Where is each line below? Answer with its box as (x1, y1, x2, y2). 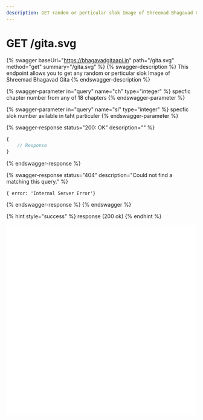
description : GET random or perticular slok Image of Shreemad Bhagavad (6, 10, 193, 16)
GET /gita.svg (6, 36, 77, 50)
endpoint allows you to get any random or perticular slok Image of (6, 69, 170, 77)
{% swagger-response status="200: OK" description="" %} (6, 124, 155, 131)
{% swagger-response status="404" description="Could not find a (6, 172, 173, 179)
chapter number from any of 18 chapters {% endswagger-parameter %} (6, 94, 185, 101)
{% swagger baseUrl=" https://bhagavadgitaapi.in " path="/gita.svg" (6, 56, 175, 63)
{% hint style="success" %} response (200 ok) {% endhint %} (6, 213, 162, 220)
